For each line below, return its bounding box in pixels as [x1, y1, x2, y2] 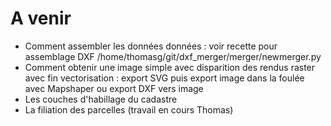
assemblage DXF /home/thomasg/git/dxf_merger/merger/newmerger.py [24, 50, 322, 62]
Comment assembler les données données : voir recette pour [24, 40, 278, 52]
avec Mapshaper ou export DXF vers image [24, 82, 204, 94]
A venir [10, 7, 72, 30]
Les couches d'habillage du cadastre [24, 93, 178, 105]
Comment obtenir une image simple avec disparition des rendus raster [24, 61, 316, 73]
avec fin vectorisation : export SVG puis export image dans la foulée [24, 72, 305, 84]
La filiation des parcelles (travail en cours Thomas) [24, 103, 234, 116]
